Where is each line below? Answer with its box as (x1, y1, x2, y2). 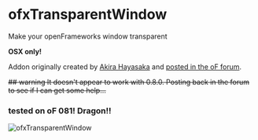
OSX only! (8, 46, 42, 56)
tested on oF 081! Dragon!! (8, 105, 112, 116)
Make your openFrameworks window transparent (8, 31, 168, 41)
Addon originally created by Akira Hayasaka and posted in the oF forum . (8, 61, 242, 72)
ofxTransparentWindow (8, 6, 168, 24)
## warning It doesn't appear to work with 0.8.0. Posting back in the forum (8, 77, 250, 87)
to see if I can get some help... (8, 85, 106, 95)
